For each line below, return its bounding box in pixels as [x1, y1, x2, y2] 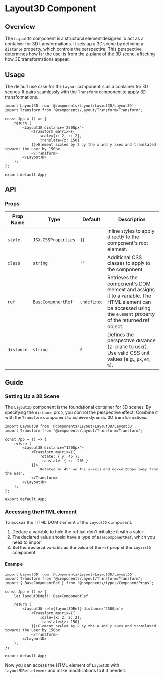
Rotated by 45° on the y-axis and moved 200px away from [40, 467, 159, 472]
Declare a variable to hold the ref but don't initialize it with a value [12, 529, 144, 535]
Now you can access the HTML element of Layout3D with [5, 662, 120, 668]
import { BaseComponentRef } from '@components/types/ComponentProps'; [5, 580, 154, 585]
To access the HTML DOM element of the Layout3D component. [5, 520, 133, 525]
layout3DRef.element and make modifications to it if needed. [5, 667, 126, 673]
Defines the [107, 331, 134, 338]
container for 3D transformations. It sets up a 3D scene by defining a [5, 41, 143, 47]
